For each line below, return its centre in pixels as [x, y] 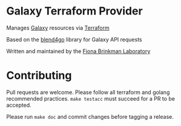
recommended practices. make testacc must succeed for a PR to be [91, 98]
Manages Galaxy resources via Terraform [58, 28]
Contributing [39, 76]
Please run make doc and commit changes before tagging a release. [90, 116]
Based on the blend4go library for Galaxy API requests [74, 39]
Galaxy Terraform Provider [75, 11]
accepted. [19, 105]
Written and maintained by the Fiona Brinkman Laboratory [78, 51]
